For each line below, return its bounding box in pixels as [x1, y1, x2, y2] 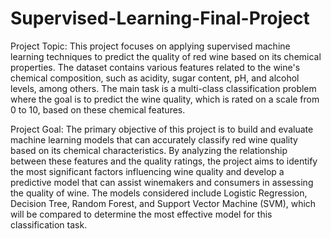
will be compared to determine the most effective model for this [10, 208, 273, 220]
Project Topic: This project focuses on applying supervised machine [10, 40, 291, 52]
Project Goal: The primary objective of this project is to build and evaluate [10, 123, 314, 135]
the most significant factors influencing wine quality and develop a [10, 165, 285, 177]
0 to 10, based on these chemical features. [10, 103, 186, 116]
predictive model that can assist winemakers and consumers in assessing [10, 176, 314, 188]
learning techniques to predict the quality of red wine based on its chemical [10, 50, 322, 62]
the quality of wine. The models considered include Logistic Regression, [10, 187, 308, 199]
